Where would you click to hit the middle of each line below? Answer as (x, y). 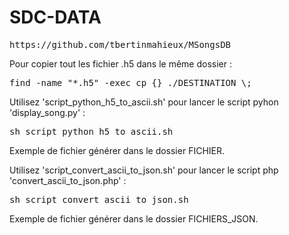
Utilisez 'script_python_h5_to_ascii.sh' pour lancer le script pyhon (144, 102)
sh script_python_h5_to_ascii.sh (91, 131)
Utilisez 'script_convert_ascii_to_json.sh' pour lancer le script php (144, 170)
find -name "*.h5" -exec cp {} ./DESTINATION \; (130, 82)
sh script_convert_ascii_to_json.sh (99, 199)
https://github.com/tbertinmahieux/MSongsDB (120, 44)
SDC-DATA (55, 17)
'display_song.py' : (47, 112)
